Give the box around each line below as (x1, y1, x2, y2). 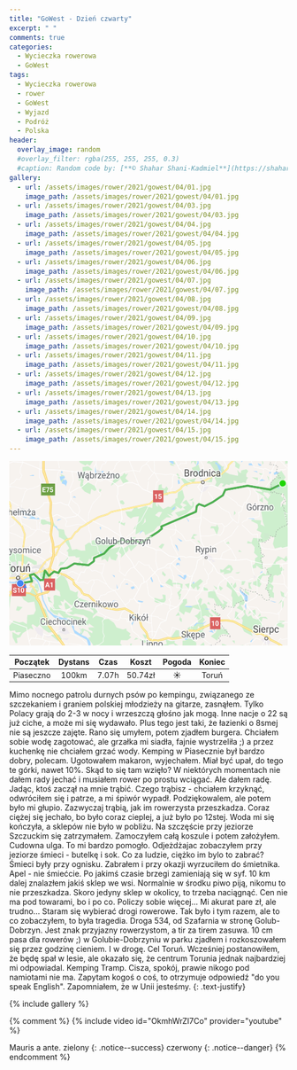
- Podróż (17, 117, 49, 126)
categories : (9, 43, 53, 51)
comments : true (9, 33, 65, 42)
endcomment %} (9, 1051, 71, 1063)
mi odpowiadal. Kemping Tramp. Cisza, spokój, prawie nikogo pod (9, 963, 250, 973)
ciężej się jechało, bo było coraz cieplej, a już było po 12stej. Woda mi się (9, 812, 275, 823)
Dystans (57, 657, 90, 668)
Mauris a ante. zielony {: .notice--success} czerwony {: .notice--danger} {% (9, 1043, 286, 1053)
